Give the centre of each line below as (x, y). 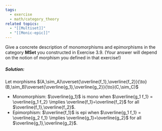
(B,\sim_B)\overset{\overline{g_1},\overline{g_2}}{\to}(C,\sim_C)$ (72, 87)
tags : (11, 10)
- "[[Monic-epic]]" (30, 33)
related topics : (22, 24)
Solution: (15, 69)
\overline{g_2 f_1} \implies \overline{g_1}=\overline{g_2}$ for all (77, 118)
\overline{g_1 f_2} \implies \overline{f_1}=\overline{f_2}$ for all (76, 102)
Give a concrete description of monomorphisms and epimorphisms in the (80, 47)
